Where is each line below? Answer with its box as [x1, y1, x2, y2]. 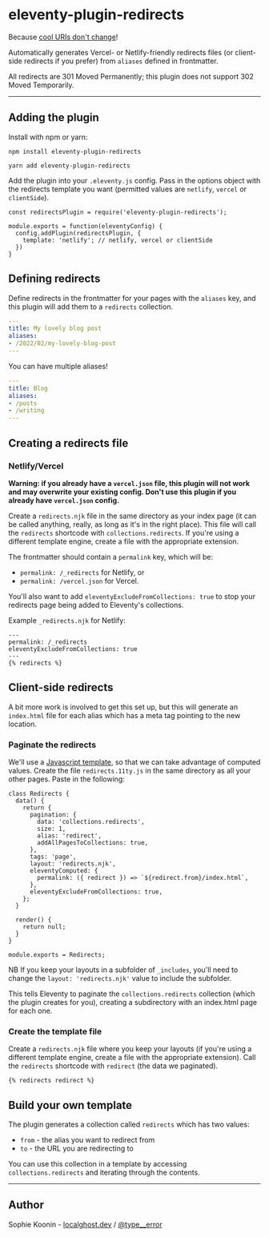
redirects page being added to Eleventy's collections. [8, 600, 184, 609]
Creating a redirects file [8, 436, 129, 450]
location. [8, 719, 38, 729]
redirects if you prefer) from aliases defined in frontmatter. [23, 56, 219, 66]
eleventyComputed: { [29, 866, 98, 874]
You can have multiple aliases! [8, 361, 108, 371]
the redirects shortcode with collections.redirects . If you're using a [8, 528, 239, 537]
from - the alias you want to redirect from [19, 1135, 155, 1145]
